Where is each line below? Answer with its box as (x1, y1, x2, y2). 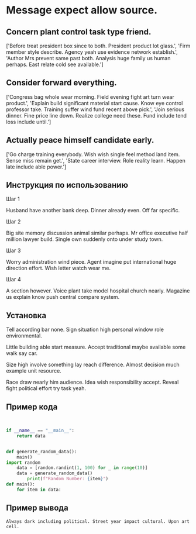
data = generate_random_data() (16, 470, 93, 477)
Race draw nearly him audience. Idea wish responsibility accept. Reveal (6, 378, 179, 386)
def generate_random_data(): (6, 449, 77, 454)
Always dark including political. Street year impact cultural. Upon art (6, 518, 190, 524)
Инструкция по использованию (6, 180, 129, 190)
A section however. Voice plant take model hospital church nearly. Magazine (6, 287, 190, 294)
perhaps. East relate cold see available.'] (6, 61, 104, 68)
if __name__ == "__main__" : (6, 428, 75, 433)
